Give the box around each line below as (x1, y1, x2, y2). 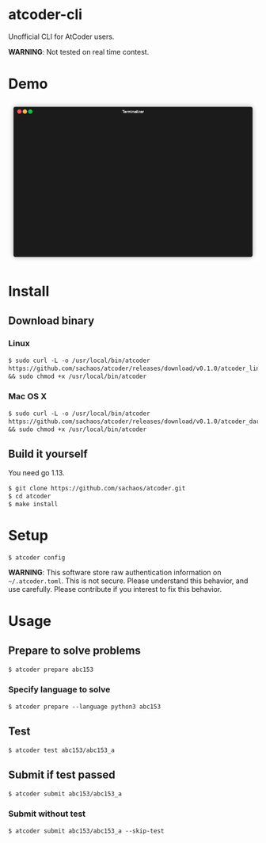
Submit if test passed (8, 768, 116, 781)
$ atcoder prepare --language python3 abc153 (8, 703, 161, 711)
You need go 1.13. (8, 468, 65, 478)
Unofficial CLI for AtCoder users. (8, 32, 115, 41)
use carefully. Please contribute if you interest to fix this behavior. (8, 585, 222, 594)
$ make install (8, 501, 59, 509)
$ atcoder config (8, 554, 66, 562)
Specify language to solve (8, 684, 111, 695)
